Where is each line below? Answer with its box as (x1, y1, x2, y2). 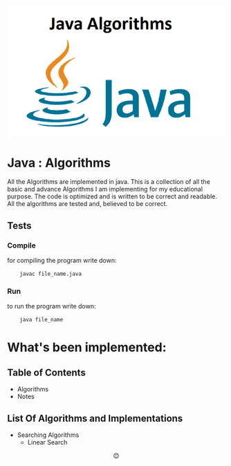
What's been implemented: (7, 339, 167, 355)
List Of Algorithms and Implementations (7, 412, 183, 424)
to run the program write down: (7, 302, 96, 310)
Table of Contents (7, 367, 86, 379)
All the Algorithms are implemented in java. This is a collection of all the (7, 178, 211, 186)
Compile (7, 241, 36, 250)
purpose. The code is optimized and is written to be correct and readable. (7, 192, 218, 201)
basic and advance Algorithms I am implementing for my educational (7, 185, 203, 194)
